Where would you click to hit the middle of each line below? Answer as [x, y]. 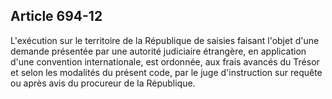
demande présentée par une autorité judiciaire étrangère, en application [158, 51]
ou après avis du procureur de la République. [103, 83]
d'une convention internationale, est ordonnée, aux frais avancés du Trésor [165, 61]
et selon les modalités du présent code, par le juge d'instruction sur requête [166, 72]
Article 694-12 [56, 16]
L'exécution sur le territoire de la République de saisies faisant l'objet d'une [165, 40]
